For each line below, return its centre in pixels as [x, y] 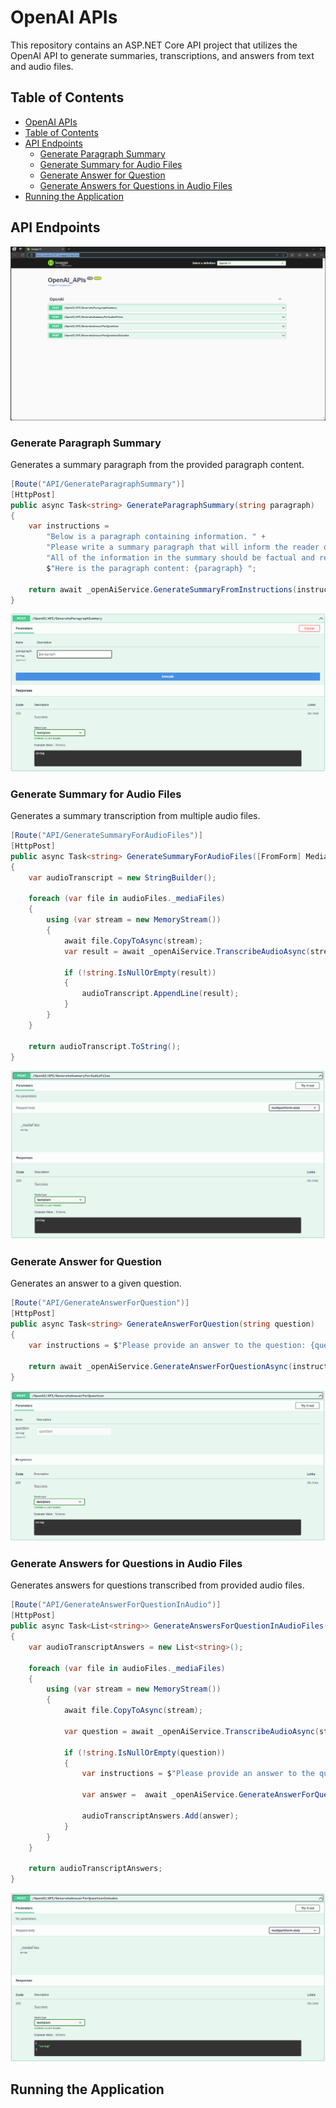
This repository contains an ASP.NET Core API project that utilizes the [154, 45]
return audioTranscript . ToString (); [105, 1046]
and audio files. [42, 66]
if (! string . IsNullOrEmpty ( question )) [144, 1752]
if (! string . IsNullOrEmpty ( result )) [140, 972]
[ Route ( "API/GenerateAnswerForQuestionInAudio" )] [116, 1605]
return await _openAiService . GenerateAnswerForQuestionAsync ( [160, 1366]
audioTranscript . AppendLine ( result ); [160, 994]
